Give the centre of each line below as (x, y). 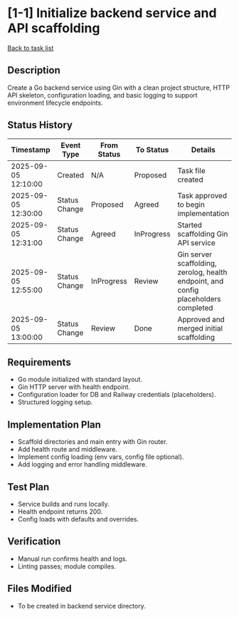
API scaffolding (54, 28)
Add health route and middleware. (67, 450)
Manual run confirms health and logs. (73, 559)
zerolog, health (202, 272)
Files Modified (40, 589)
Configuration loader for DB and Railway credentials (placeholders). (117, 395)
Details (203, 150)
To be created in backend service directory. (81, 606)
